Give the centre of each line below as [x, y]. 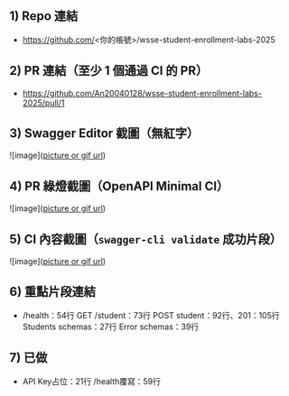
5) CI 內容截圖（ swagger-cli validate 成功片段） [146, 239]
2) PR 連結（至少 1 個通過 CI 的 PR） [109, 71]
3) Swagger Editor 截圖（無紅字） [104, 134]
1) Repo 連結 [44, 16]
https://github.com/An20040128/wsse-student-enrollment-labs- [142, 93]
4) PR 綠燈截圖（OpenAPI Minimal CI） [119, 186]
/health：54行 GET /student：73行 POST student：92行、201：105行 [151, 315]
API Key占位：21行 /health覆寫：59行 [91, 381]
